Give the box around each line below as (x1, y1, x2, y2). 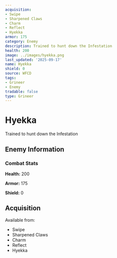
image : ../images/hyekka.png (5, 52, 64, 58)
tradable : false (5, 89, 38, 94)
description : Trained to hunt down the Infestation (5, 44, 112, 48)
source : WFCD (5, 71, 32, 76)
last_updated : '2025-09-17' (5, 57, 62, 62)
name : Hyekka (5, 62, 32, 67)
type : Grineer (5, 94, 34, 98)
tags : (5, 75, 16, 80)
